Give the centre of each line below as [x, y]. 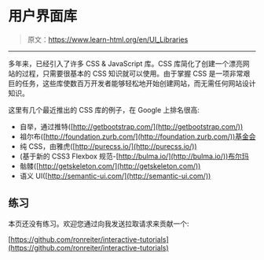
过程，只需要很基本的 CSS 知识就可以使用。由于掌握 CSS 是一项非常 [132, 73]
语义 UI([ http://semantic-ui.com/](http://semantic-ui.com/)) [115, 176]
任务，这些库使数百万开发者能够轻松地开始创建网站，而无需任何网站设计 [139, 83]
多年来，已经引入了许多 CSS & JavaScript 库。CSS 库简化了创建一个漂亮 [126, 63]
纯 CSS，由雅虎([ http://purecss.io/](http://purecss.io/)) [108, 146]
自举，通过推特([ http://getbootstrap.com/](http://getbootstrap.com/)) [131, 126]
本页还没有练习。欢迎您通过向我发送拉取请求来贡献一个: [99, 223]
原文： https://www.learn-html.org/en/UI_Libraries [108, 39]
